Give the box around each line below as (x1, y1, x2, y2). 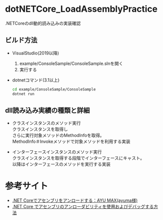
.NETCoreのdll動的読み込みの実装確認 (5, 20, 81, 26)
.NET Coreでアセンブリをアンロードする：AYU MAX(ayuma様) (12, 197, 138, 203)
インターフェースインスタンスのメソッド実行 (12, 149, 102, 155)
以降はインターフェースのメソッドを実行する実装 (12, 161, 111, 167)
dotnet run (12, 91, 35, 96)
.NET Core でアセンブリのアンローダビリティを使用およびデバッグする (12, 204, 154, 210)
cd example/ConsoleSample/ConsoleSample (12, 87, 96, 92)
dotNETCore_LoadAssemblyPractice (5, 3, 158, 15)
